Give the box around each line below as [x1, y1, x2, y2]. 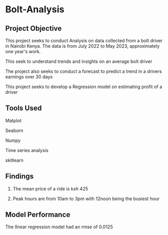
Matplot [5, 117, 22, 123]
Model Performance [5, 210, 71, 219]
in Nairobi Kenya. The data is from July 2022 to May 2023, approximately [5, 43, 160, 49]
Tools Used [5, 104, 42, 113]
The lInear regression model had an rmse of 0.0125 [5, 224, 113, 230]
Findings [5, 172, 34, 181]
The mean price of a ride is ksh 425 [12, 185, 88, 191]
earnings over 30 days [5, 74, 53, 80]
